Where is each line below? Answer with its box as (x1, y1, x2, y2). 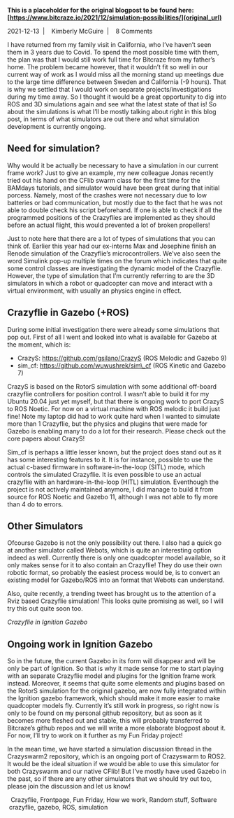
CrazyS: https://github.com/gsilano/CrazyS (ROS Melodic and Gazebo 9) (17, 354, 227, 362)
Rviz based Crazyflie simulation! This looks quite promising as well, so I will (7, 597, 224, 605)
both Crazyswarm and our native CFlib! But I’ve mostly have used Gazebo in (7, 767, 226, 776)
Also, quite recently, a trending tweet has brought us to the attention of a (7, 590, 217, 598)
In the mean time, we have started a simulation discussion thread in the (7, 745, 212, 754)
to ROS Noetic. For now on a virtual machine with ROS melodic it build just (7, 404, 221, 413)
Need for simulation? (7, 143, 101, 155)
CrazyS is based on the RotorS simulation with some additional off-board (7, 382, 217, 391)
